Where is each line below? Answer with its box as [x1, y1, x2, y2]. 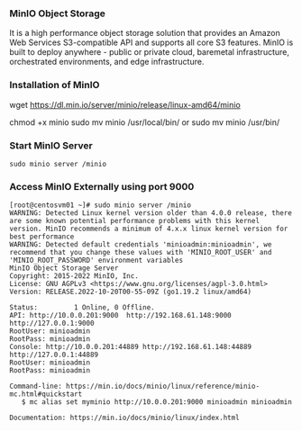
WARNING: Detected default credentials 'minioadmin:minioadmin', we [9, 240, 272, 249]
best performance [9, 232, 75, 241]
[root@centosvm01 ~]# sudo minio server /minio [9, 201, 192, 210]
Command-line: [9, 382, 63, 391]
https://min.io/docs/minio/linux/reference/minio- [66, 382, 260, 391]
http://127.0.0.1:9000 [9, 319, 95, 328]
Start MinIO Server [9, 139, 93, 151]
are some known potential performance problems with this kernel [9, 217, 260, 226]
